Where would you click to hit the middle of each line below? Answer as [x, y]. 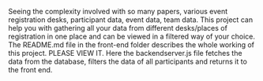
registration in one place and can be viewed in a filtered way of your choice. [131, 36]
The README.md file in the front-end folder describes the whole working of [131, 45]
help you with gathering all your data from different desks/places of [118, 28]
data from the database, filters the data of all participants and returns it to [128, 61]
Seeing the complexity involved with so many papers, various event [118, 11]
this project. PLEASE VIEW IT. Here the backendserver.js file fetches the [125, 53]
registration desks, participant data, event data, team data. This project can [131, 20]
